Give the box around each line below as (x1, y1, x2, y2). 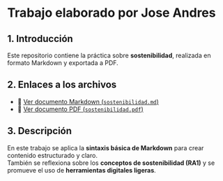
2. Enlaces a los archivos (7, 79, 117, 91)
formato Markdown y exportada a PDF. (7, 59, 118, 67)
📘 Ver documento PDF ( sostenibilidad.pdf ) (17, 105, 144, 113)
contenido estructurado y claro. (7, 151, 98, 159)
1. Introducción (7, 33, 73, 45)
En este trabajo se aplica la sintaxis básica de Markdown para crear (7, 143, 204, 152)
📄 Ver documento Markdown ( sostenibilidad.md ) (17, 97, 159, 106)
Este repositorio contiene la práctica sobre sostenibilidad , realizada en (7, 51, 211, 59)
